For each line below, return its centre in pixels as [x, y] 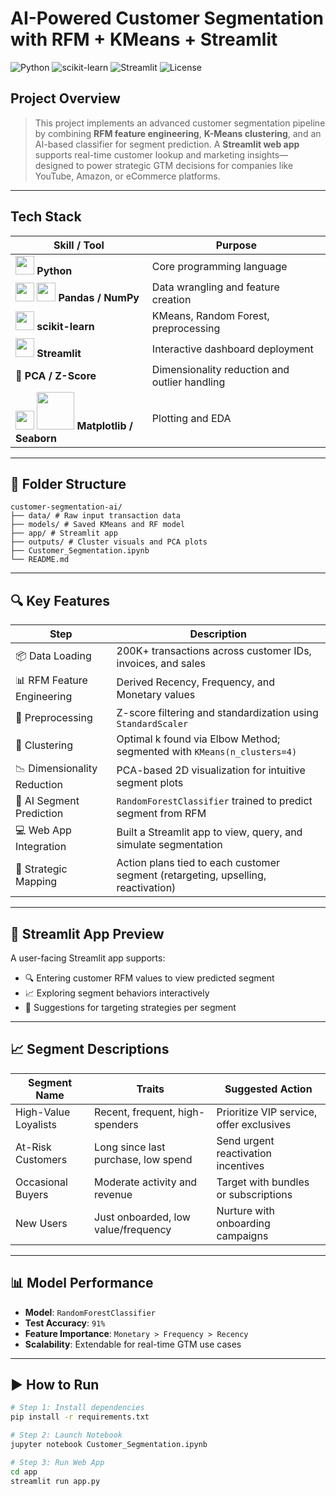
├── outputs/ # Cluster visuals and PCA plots [109, 542]
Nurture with [246, 1210]
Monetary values [156, 694]
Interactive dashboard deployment [232, 349]
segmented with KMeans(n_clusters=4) [207, 752]
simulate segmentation [169, 844]
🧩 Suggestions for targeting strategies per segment [130, 1007]
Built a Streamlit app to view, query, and [209, 832]
